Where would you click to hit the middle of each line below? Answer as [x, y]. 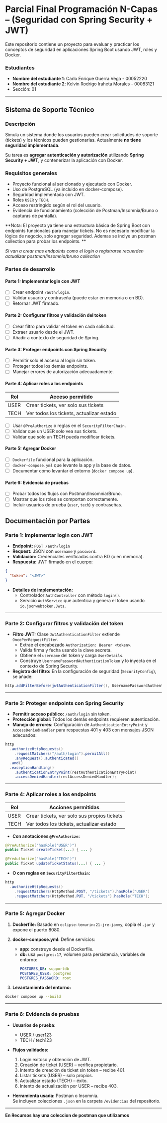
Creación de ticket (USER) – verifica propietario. [69, 1065]
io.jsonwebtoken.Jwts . [43, 606]
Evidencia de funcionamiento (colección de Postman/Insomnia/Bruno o [85, 211]
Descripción [20, 124]
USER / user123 [36, 1035]
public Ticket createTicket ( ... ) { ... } [49, 850]
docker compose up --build [33, 997]
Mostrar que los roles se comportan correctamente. [65, 499]
